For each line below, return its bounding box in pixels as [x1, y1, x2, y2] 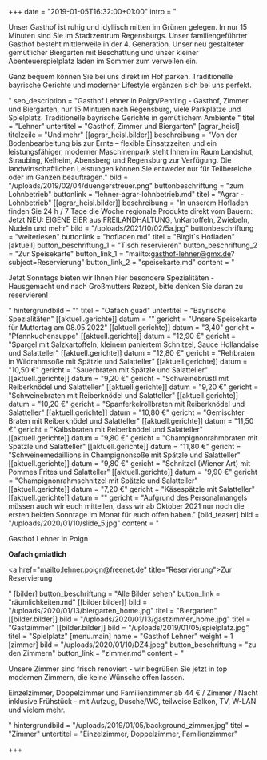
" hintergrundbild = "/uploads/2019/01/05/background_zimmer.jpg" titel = [8, 721, 249, 730]
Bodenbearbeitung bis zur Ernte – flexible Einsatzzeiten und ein [8, 139, 217, 147]
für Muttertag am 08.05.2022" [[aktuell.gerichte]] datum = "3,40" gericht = [8, 323, 256, 332]
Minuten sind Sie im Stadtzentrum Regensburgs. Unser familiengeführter [8, 31, 248, 40]
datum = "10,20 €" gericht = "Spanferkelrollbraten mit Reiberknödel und [8, 400, 245, 408]
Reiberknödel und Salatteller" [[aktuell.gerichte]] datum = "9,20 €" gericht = [8, 382, 259, 392]
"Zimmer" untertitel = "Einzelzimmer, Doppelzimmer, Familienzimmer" [8, 729, 238, 738]
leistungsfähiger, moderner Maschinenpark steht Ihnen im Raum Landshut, [8, 147, 254, 156]
